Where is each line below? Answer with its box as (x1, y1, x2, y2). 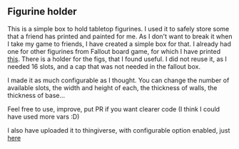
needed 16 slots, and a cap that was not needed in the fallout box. (7, 62, 201, 70)
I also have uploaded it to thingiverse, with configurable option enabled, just (7, 126, 230, 134)
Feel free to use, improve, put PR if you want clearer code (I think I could (7, 104, 220, 113)
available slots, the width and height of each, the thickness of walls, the (7, 83, 218, 92)
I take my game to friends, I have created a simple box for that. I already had (7, 39, 232, 48)
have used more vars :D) (7, 112, 80, 121)
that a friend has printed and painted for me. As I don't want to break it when (7, 32, 233, 40)
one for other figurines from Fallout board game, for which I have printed (7, 47, 221, 55)
